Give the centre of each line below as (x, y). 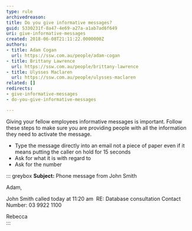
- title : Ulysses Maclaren (39, 72)
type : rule (19, 12)
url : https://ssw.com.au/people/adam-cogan (66, 56)
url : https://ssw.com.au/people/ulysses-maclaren (74, 77)
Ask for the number (38, 164)
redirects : (19, 89)
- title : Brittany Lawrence (41, 61)
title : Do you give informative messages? (59, 22)
